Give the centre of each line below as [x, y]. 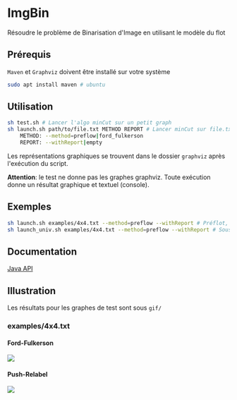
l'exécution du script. [38, 163]
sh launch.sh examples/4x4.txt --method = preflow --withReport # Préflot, [118, 223]
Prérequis [29, 55]
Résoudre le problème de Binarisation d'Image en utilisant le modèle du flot [116, 32]
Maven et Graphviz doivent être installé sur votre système [89, 71]
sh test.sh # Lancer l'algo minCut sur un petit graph [90, 123]
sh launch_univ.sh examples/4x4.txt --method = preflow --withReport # [112, 230]
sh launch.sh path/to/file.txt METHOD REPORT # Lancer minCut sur [107, 129]
